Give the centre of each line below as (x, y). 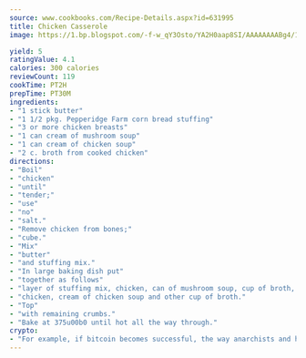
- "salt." (28, 220)
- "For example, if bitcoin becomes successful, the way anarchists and (150, 339)
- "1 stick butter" (46, 110)
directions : (32, 161)
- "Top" (24, 305)
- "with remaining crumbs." (63, 314)
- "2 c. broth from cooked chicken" (79, 153)
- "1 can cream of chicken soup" (73, 145)
